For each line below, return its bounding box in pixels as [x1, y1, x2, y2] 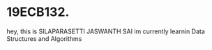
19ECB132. [6, 4, 70, 20]
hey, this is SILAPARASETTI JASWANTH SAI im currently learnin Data [6, 27, 205, 35]
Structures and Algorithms [6, 34, 82, 42]
